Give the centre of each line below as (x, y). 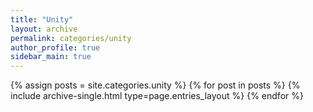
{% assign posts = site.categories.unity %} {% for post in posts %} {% (155, 85)
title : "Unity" (42, 19)
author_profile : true (55, 47)
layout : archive (44, 29)
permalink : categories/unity (71, 38)
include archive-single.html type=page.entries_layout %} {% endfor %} (157, 96)
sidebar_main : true (51, 57)
